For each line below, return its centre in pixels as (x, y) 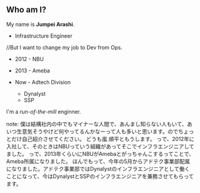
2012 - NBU (29, 59)
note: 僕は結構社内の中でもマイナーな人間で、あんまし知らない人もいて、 (97, 124)
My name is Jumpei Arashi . (40, 24)
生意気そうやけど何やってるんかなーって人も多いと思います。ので (97, 131)
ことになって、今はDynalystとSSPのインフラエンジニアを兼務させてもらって (100, 176)
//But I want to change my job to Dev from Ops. (64, 47)
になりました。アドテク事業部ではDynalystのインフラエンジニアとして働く (98, 169)
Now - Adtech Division (43, 82)
